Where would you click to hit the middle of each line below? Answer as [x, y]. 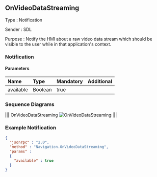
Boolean [42, 89]
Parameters [17, 69]
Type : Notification [24, 20]
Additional [100, 81]
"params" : [21, 152]
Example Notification [31, 128]
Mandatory [70, 81]
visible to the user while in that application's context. [58, 44]
